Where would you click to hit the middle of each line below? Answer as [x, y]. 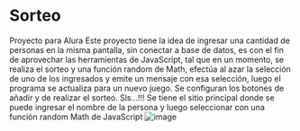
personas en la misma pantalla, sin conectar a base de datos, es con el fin [146, 49]
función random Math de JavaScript [76, 117]
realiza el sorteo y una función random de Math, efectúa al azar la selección [150, 69]
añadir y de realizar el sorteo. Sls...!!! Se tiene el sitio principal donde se [142, 97]
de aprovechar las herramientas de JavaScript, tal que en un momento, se [147, 59]
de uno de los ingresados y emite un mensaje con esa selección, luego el [145, 78]
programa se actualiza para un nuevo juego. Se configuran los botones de [147, 88]
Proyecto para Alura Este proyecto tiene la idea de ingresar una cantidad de [150, 40]
